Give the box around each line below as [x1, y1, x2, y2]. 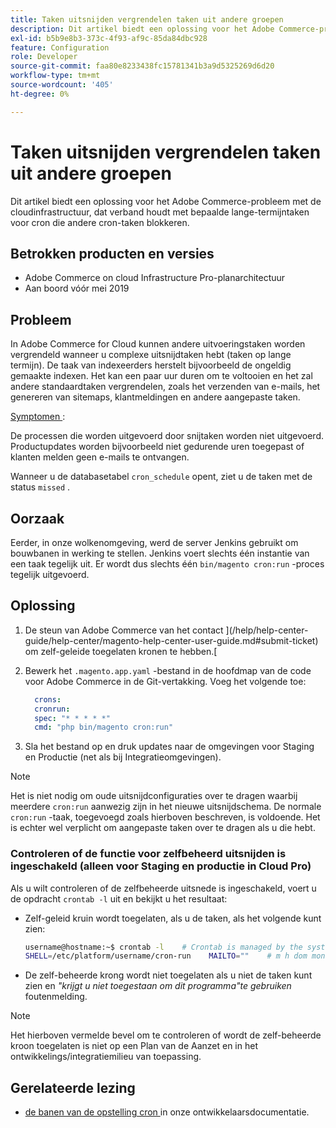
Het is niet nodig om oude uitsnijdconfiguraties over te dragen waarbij [10, 790, 298, 802]
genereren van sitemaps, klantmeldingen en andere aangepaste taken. [10, 391, 301, 403]
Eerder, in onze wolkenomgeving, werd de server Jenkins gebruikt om [10, 537, 299, 548]
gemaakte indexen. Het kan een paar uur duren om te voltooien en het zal [10, 370, 313, 382]
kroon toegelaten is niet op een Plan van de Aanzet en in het [10, 1040, 258, 1052]
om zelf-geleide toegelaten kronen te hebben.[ [24, 645, 218, 657]
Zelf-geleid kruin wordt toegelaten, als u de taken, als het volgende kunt [24, 912, 322, 924]
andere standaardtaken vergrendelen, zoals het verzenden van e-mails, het [10, 381, 321, 393]
